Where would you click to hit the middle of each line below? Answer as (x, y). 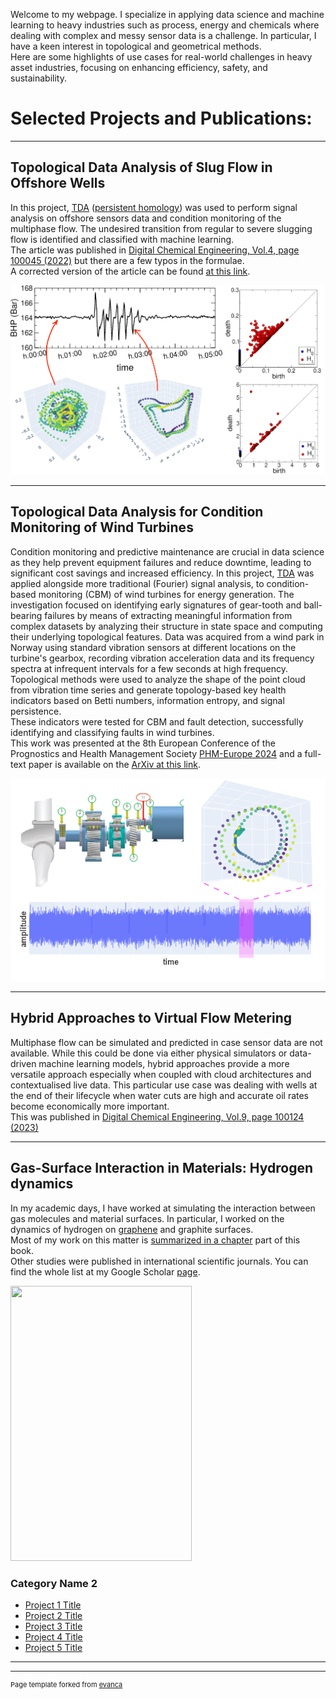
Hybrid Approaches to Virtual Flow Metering (151, 1018)
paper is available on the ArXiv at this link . (114, 764)
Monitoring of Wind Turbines (102, 527)
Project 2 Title (53, 1615)
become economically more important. (90, 1106)
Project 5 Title (53, 1647)
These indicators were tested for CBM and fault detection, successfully (157, 721)
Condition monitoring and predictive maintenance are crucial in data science (167, 551)
